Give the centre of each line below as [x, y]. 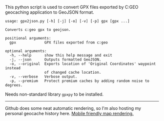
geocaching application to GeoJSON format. [50, 12]
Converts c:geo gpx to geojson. [38, 30]
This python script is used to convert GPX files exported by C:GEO [72, 7]
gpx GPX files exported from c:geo [59, 42]
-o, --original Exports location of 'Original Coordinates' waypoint [83, 64]
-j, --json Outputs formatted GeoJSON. [55, 60]
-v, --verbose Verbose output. [43, 77]
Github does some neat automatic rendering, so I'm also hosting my [73, 108]
